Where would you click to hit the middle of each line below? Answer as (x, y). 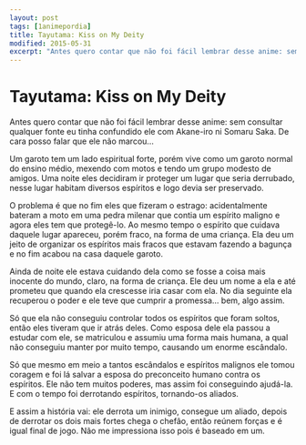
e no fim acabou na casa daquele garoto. (87, 254)
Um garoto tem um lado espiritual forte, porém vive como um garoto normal (151, 159)
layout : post (34, 18)
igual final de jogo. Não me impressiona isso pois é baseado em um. (138, 431)
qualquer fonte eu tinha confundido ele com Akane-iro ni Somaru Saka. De (149, 132)
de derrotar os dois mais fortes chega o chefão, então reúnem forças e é (146, 421)
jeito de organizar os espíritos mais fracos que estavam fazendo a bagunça (151, 244)
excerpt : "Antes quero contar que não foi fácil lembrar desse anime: (146, 52)
